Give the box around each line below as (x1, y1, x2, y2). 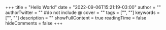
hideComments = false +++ (5, 20, 63, 26)
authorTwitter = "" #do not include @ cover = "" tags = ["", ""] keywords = (5, 9, 160, 15)
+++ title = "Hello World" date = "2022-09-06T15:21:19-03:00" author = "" (5, 4, 161, 10)
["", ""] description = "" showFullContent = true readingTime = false (5, 15, 147, 20)
